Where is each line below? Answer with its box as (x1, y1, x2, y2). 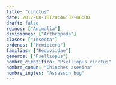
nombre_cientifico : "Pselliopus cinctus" (6, 59, 112, 65)
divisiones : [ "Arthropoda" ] (6, 31, 77, 37)
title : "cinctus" (6, 8, 50, 15)
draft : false (6, 20, 39, 26)
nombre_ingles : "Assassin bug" (6, 70, 85, 76)
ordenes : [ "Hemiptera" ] (6, 42, 66, 48)
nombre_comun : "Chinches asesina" (6, 64, 93, 71)
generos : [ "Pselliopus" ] (6, 53, 69, 59)
